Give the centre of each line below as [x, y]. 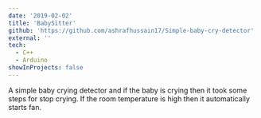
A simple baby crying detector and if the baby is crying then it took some [128, 90]
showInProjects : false [46, 68]
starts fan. [25, 107]
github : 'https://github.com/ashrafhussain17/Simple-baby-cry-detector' [131, 30]
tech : [17, 45]
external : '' [30, 38]
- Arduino [31, 61]
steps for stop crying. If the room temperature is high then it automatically [129, 98]
